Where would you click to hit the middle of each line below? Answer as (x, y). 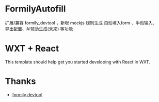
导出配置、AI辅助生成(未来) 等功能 (39, 29)
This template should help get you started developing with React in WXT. (78, 62)
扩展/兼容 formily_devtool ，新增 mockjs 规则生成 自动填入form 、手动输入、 (81, 23)
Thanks (21, 82)
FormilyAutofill (36, 9)
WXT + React (32, 49)
